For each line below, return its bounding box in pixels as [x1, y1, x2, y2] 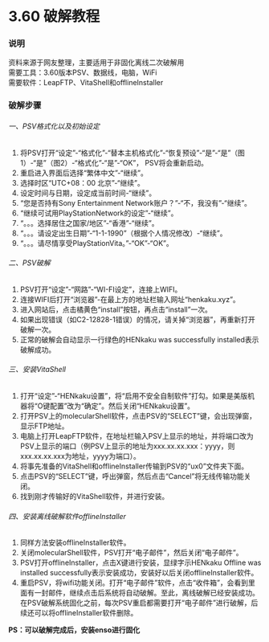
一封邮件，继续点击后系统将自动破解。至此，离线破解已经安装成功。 [34, 588, 259, 598]
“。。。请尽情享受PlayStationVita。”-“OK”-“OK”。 [19, 238, 174, 247]
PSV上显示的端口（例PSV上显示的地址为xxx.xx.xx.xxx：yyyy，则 [19, 441, 235, 451]
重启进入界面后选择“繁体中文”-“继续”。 [19, 168, 149, 178]
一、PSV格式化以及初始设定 [8, 121, 100, 131]
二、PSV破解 [8, 258, 51, 268]
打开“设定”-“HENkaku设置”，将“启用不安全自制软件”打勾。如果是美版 [19, 391, 248, 401]
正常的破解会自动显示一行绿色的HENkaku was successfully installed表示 [19, 334, 259, 344]
